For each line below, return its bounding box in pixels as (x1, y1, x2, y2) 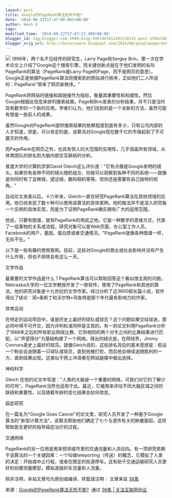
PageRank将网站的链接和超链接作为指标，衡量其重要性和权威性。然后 (5, 92, 153, 98)
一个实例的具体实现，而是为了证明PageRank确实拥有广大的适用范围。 (5, 206, 153, 212)
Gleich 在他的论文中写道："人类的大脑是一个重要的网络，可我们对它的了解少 (5, 376, 166, 382)
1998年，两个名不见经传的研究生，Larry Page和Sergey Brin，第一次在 (11, 55, 160, 61)
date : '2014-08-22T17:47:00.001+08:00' (5, 17, 91, 22)
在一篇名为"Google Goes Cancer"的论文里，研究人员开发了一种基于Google (5, 411, 163, 417)
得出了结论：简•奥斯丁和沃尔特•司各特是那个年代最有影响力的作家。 (5, 294, 149, 300)
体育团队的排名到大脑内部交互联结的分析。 (5, 152, 95, 158)
